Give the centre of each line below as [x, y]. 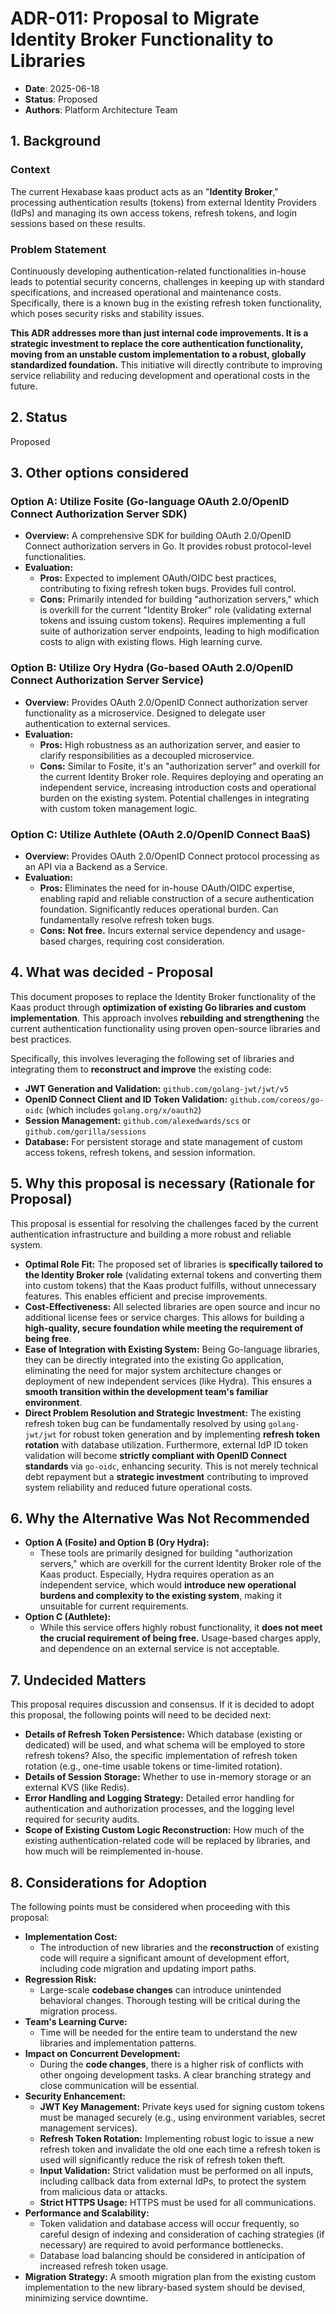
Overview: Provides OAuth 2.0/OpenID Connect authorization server [166, 702]
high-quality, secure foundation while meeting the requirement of [164, 1328]
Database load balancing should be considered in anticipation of [172, 2256]
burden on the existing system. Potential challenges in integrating [174, 798]
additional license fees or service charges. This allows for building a [164, 1317]
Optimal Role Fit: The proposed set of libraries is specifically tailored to [174, 1264]
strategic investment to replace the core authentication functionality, [157, 343]
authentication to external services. [97, 723]
